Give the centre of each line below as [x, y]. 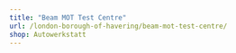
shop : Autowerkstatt [48, 34]
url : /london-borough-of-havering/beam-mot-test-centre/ [118, 26]
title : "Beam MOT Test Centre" [68, 18]
